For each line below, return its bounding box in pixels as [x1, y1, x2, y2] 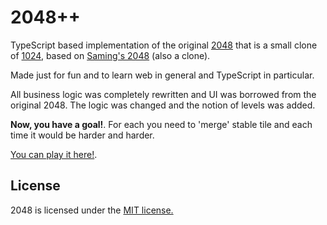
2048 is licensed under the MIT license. [10, 204, 174, 216]
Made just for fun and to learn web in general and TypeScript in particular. [10, 69, 315, 81]
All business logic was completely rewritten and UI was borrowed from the [10, 88, 317, 100]
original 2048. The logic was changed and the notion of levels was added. [10, 99, 316, 111]
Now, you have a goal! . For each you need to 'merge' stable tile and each [10, 118, 313, 130]
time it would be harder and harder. [10, 129, 155, 141]
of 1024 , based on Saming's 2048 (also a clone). [10, 49, 211, 61]
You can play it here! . [10, 148, 98, 160]
